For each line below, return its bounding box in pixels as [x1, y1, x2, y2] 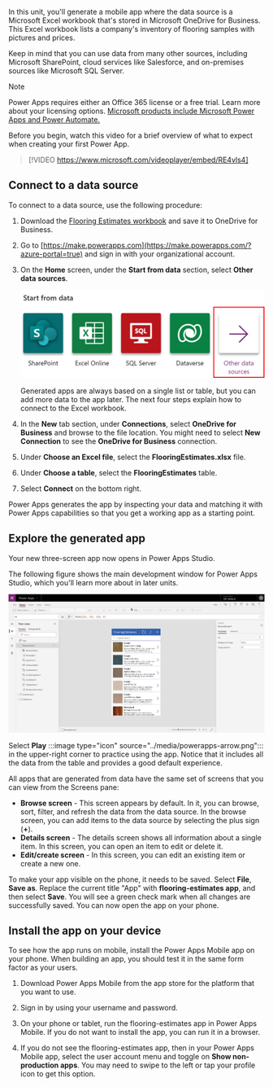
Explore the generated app [8, 532, 146, 546]
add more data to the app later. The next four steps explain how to [19, 394, 242, 404]
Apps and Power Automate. [8, 115, 100, 125]
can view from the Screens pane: [8, 782, 119, 792]
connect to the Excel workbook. [19, 403, 128, 413]
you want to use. [19, 987, 76, 997]
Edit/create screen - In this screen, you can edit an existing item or [19, 850, 246, 860]
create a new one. [19, 858, 81, 868]
